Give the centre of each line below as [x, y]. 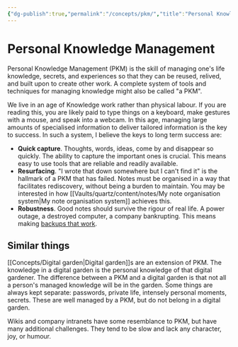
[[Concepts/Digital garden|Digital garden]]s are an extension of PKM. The [114, 263]
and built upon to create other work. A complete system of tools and [107, 83]
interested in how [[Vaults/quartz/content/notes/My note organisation [119, 193]
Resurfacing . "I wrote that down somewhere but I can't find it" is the [118, 171]
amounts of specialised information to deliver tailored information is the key [118, 127]
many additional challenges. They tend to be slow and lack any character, [114, 329]
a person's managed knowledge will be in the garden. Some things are [110, 285]
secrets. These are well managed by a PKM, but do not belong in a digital [114, 300]
